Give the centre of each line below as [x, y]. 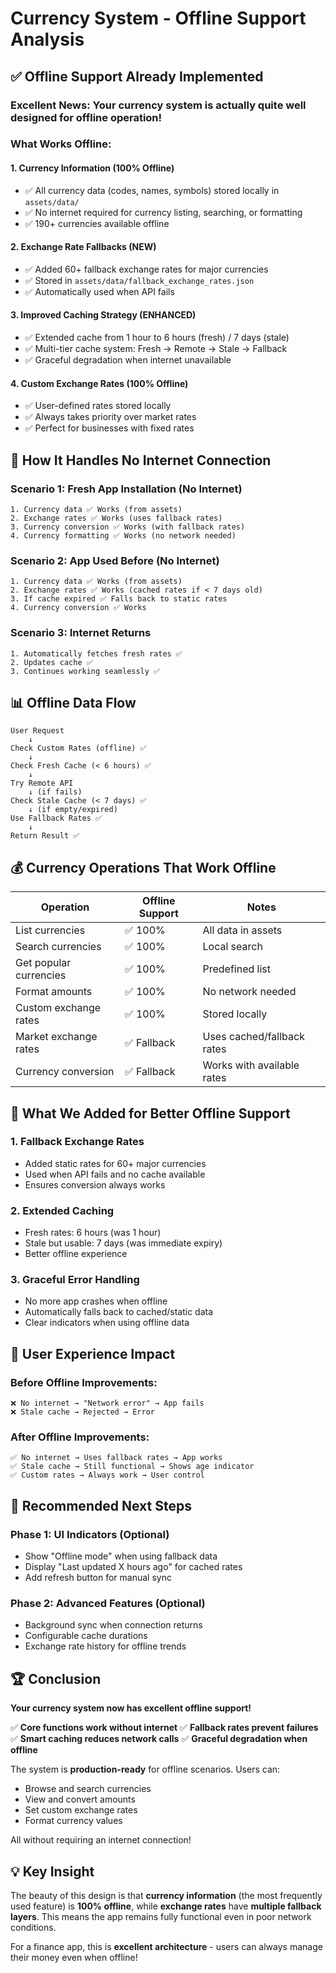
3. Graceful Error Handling [75, 1280]
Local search [232, 947]
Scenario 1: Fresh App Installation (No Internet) [126, 489]
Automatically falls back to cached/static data [119, 1312]
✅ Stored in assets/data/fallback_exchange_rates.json [139, 280]
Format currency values [73, 1821]
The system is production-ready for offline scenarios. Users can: [145, 1769]
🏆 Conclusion [56, 1678]
